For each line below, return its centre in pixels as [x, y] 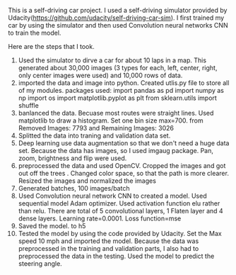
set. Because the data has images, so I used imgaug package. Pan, [116, 151]
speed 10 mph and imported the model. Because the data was [108, 241]
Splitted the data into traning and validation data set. [94, 135]
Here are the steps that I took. [51, 46]
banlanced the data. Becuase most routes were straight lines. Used [116, 113]
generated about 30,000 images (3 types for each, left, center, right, [118, 68]
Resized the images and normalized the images [87, 181]
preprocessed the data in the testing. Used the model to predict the [116, 256]
